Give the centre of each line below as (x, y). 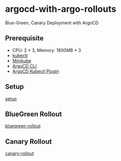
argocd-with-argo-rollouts (61, 9)
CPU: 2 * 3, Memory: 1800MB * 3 (47, 50)
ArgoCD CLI (24, 66)
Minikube (22, 61)
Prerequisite (24, 38)
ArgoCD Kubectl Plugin (36, 71)
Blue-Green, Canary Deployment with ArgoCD (52, 23)
